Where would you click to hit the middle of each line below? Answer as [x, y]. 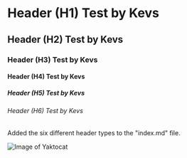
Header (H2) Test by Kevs [65, 39]
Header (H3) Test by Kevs [53, 60]
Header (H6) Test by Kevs [46, 111]
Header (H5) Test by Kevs [46, 93]
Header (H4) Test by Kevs [46, 77]
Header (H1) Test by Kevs [84, 13]
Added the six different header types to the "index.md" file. [94, 132]
